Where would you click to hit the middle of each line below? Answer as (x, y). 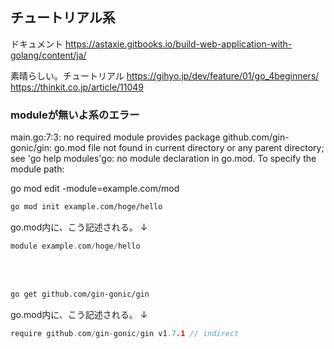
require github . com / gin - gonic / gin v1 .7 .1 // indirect (125, 333)
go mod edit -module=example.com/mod (95, 189)
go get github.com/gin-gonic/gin (80, 294)
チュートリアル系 (63, 18)
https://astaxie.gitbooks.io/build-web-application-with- (178, 44)
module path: (37, 169)
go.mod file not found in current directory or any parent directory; (189, 148)
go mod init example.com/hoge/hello (86, 207)
